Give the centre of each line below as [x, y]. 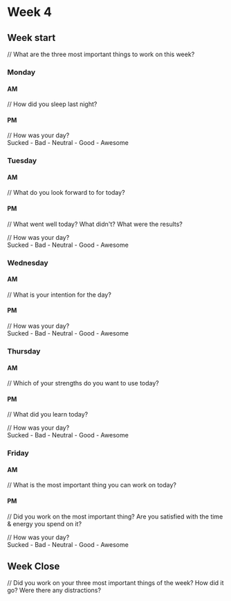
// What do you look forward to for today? [66, 193]
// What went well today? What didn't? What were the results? [95, 224]
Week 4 [29, 12]
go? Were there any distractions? [54, 591]
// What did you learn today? [48, 415]
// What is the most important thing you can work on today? [92, 485]
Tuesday [22, 161]
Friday [18, 453]
